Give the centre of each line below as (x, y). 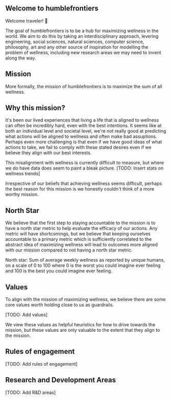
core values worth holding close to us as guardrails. (59, 305)
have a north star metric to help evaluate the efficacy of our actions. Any (81, 228)
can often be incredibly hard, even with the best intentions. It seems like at (83, 125)
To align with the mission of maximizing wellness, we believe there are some (86, 300)
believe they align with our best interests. (48, 153)
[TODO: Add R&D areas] (31, 392)
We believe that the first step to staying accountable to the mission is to (80, 223)
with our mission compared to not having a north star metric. (69, 250)
